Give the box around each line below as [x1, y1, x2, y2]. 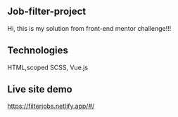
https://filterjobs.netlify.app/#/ [7, 102, 95, 111]
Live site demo [7, 83, 72, 95]
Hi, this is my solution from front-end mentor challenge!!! [7, 24, 172, 32]
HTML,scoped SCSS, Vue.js [7, 63, 89, 71]
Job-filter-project [7, 6, 87, 18]
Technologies [7, 45, 69, 57]
